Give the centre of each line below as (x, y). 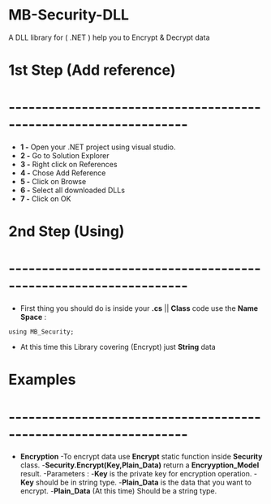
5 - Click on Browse (53, 182)
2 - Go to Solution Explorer (65, 156)
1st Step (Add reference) (92, 70)
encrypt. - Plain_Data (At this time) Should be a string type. (118, 491)
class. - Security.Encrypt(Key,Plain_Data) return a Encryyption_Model (140, 465)
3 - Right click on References (69, 165)
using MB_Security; (41, 332)
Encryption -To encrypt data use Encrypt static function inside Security (141, 457)
